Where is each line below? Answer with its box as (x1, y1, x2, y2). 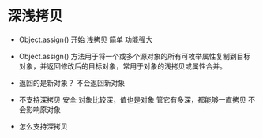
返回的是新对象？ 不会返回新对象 (18, 78, 126, 88)
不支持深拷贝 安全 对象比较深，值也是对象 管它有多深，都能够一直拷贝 (18, 95, 246, 104)
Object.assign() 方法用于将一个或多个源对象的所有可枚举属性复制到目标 (18, 51, 251, 61)
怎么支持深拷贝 (18, 121, 68, 131)
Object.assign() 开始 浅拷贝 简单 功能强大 (18, 35, 153, 44)
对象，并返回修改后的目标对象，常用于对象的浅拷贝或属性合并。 (18, 61, 227, 71)
